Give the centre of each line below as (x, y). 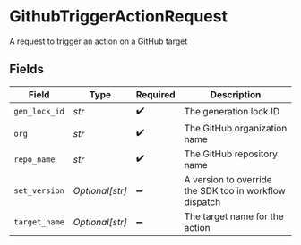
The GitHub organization (236, 128)
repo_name (34, 159)
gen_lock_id (39, 112)
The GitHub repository (231, 154)
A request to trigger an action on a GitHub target (99, 41)
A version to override (228, 179)
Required (156, 94)
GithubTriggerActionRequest (119, 17)
